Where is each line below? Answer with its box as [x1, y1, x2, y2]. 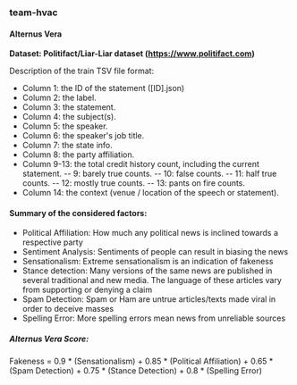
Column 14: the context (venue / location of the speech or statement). [21, 188, 279, 198]
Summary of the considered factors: [9, 207, 148, 218]
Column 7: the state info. [21, 140, 114, 151]
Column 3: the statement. [21, 102, 116, 113]
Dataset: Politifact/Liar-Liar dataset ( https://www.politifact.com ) [9, 48, 255, 59]
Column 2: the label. [21, 92, 97, 104]
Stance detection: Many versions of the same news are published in [21, 265, 273, 276]
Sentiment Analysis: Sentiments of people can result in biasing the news [21, 247, 289, 257]
